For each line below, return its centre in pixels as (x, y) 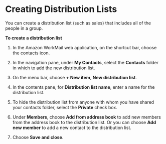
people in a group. (24, 28)
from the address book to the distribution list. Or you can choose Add (84, 122)
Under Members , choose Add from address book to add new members (87, 117)
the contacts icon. (31, 53)
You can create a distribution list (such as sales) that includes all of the (78, 23)
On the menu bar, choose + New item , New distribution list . (74, 77)
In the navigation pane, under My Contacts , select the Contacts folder (86, 62)
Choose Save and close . (38, 137)
